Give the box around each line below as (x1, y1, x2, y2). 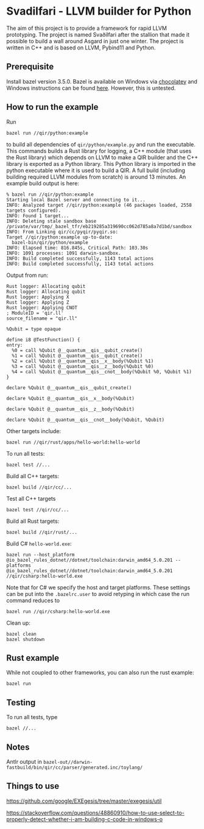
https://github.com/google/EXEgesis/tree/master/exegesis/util (6, 797, 162, 805)
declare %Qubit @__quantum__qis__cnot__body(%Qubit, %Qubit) (6, 417, 165, 423)
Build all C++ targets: (6, 472, 60, 479)
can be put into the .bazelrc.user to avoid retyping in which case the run (6, 590, 190, 597)
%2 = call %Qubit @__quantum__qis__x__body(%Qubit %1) (12, 358, 154, 364)
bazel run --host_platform (6, 551, 75, 558)
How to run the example (6, 102, 99, 112)
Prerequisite (6, 62, 54, 72)
